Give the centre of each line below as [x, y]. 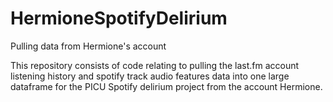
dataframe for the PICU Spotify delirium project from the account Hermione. [166, 86]
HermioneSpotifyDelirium [119, 18]
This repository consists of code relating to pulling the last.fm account [155, 65]
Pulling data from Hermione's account [88, 46]
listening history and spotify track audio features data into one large [150, 76]
